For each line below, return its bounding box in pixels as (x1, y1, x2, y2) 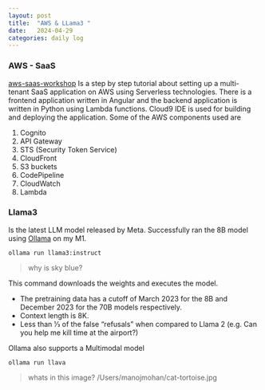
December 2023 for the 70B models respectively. (19, 302, 182, 312)
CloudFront (19, 153, 57, 163)
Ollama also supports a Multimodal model (8, 343, 145, 353)
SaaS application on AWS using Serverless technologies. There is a (30, 87, 252, 97)
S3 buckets (19, 161, 57, 171)
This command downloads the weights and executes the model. (8, 278, 219, 288)
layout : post (8, 11, 52, 20)
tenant (8, 87, 30, 97)
